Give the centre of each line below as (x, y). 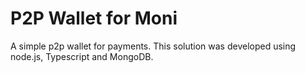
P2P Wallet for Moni (94, 18)
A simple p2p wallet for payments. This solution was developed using (153, 46)
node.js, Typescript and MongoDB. (82, 56)
